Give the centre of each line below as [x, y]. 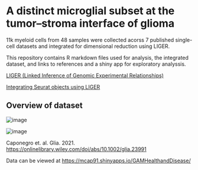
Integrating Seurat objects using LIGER [53, 86]
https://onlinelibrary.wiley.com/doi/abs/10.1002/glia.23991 [76, 149]
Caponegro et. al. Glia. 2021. [41, 143]
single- [184, 40]
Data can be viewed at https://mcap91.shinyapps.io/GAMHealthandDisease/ [98, 161]
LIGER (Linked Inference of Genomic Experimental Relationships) [85, 75]
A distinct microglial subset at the [90, 11]
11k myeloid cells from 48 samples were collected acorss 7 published [90, 40]
